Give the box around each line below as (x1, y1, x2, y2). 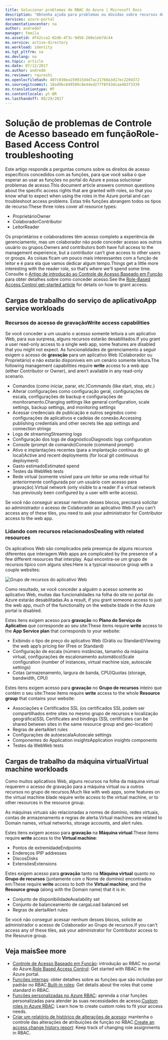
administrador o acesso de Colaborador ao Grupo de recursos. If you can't (5, 922, 158, 928)
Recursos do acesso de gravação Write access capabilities (5, 319, 150, 326)
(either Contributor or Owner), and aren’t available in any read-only (5, 367, 143, 374)
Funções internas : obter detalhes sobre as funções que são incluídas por (12, 976, 163, 982)
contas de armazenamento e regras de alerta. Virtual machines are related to (5, 814, 162, 821)
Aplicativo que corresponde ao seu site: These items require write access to (5, 623, 162, 629)
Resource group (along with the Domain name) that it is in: (5, 886, 126, 892)
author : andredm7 (5, 26, 41, 31)
